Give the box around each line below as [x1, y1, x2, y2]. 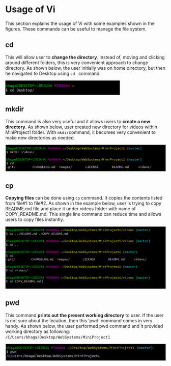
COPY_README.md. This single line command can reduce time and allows [5, 211, 162, 217]
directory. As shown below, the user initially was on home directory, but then [5, 65, 166, 71]
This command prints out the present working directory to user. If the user [5, 312, 164, 318]
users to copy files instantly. [5, 216, 65, 222]
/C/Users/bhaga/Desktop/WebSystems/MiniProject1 [5, 334, 110, 340]
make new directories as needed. [5, 134, 75, 140]
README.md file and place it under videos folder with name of [5, 206, 136, 212]
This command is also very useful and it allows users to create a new [5, 118, 151, 124]
